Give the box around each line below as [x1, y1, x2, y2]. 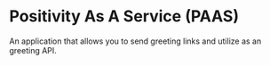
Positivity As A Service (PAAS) [9, 6, 240, 27]
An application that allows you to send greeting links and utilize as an [9, 36, 262, 46]
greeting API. [9, 45, 58, 55]
